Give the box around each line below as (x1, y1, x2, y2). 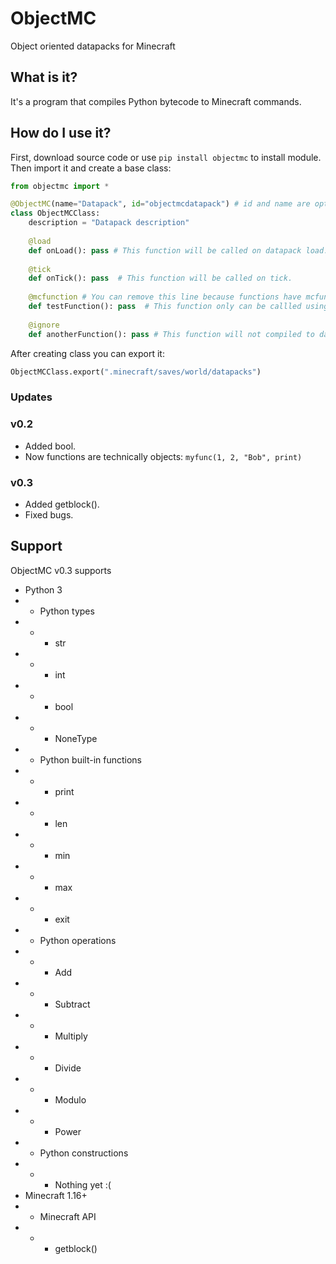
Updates (10, 390, 53, 404)
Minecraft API (39, 1210, 97, 1222)
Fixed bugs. (24, 508, 74, 521)
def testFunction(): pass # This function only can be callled (28, 302, 302, 312)
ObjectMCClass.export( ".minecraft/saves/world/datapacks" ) (10, 367, 262, 377)
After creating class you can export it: (10, 347, 165, 359)
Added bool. (24, 440, 77, 452)
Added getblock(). (24, 498, 100, 510)
